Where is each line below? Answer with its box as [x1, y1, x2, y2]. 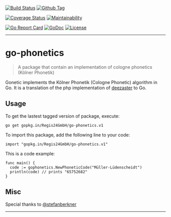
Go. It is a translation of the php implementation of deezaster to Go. [5, 85, 147, 91]
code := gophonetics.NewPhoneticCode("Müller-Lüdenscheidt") [10, 165, 142, 170]
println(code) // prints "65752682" [10, 169, 88, 174]
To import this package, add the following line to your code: [5, 131, 130, 138]
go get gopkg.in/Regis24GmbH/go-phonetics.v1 [5, 123, 103, 128]
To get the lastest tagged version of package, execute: [5, 113, 120, 119]
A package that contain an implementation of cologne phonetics [17, 64, 153, 70]
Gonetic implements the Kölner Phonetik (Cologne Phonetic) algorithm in [5, 79, 158, 85]
